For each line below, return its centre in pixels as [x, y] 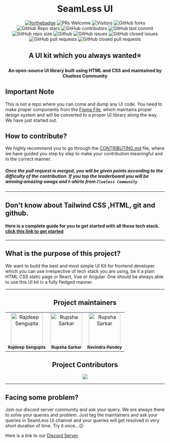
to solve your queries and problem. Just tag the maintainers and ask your [81, 415]
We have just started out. [31, 120]
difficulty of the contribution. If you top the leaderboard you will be [77, 176]
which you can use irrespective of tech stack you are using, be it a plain [80, 271]
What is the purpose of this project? [63, 253]
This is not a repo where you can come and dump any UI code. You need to [84, 104]
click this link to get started [34, 231]
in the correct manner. [28, 159]
